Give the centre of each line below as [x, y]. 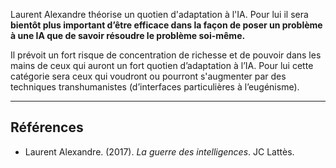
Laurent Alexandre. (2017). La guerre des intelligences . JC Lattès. [159, 151]
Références [47, 127]
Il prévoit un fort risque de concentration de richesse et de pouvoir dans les [166, 55]
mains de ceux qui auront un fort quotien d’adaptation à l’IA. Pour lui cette [162, 65]
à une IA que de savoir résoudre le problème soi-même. [128, 35]
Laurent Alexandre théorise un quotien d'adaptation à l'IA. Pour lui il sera [159, 14]
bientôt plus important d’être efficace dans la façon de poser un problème [166, 25]
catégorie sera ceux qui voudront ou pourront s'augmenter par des [148, 76]
